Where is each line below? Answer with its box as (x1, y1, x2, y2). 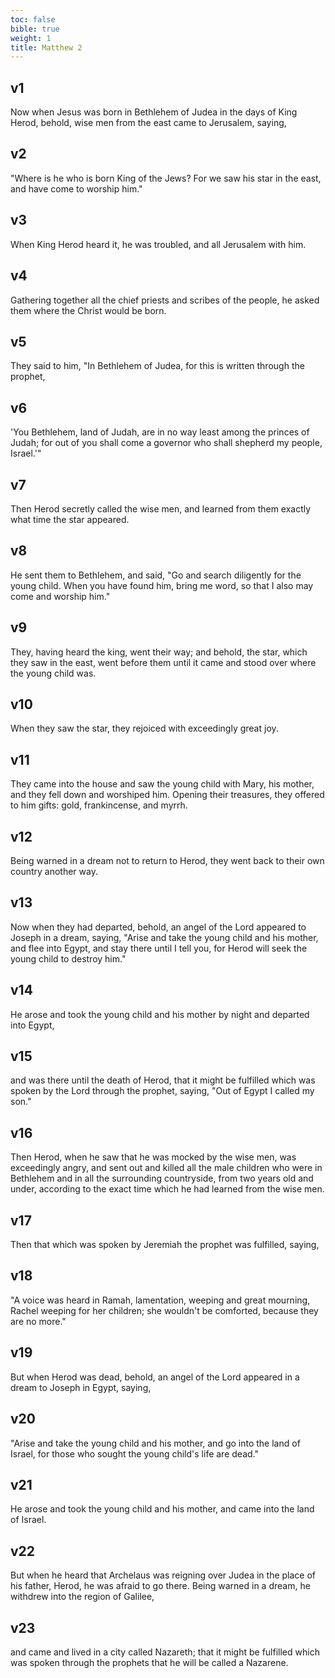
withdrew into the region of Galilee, (10, 1591, 155, 1603)
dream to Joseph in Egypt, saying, (10, 1381, 152, 1393)
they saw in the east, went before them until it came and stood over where (10, 656, 317, 668)
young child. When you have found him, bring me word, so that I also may (10, 579, 314, 591)
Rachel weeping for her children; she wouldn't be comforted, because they (10, 1304, 319, 1316)
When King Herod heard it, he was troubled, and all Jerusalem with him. (10, 238, 307, 250)
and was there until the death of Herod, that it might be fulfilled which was (10, 1074, 316, 1086)
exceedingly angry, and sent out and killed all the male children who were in (10, 1162, 323, 1174)
